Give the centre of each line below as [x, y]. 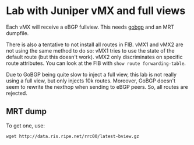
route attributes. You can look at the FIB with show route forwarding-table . [96, 63]
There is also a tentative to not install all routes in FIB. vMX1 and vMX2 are [95, 44]
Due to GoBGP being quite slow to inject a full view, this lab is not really [91, 74]
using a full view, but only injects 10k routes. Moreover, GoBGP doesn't [91, 81]
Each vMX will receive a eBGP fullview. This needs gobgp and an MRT [90, 27]
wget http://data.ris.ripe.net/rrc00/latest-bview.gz [73, 136]
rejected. [17, 93]
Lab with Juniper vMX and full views [96, 11]
